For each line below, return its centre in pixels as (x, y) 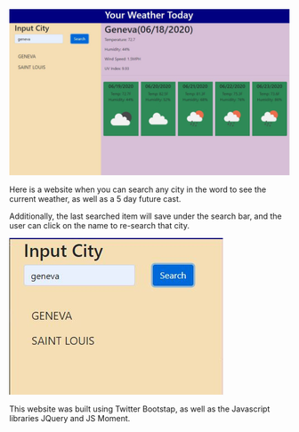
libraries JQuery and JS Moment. (70, 419)
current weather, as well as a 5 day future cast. (95, 199)
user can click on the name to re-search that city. (99, 226)
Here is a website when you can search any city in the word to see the (138, 189)
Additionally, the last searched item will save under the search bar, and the (145, 216)
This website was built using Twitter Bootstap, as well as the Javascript (140, 409)
